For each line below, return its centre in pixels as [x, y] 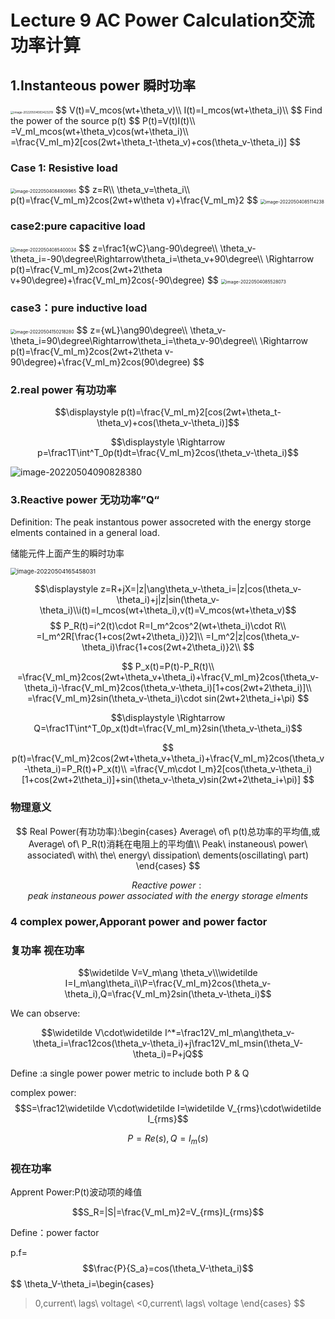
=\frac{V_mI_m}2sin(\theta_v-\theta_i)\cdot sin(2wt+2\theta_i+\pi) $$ [168, 698]
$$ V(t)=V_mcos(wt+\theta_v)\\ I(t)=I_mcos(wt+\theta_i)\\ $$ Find [189, 110]
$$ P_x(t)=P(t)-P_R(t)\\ [168, 667]
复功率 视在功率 [47, 950]
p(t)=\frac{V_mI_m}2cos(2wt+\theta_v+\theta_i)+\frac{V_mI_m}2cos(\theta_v [168, 758]
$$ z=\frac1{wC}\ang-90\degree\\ [148, 248]
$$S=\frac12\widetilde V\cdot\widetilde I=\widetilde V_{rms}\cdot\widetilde [168, 1108]
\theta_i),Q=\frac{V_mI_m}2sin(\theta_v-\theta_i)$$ [168, 994]
